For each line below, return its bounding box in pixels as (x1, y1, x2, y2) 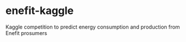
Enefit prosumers (5, 29, 48, 36)
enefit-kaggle (5, 4, 74, 17)
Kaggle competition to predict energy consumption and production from (5, 23, 180, 30)
